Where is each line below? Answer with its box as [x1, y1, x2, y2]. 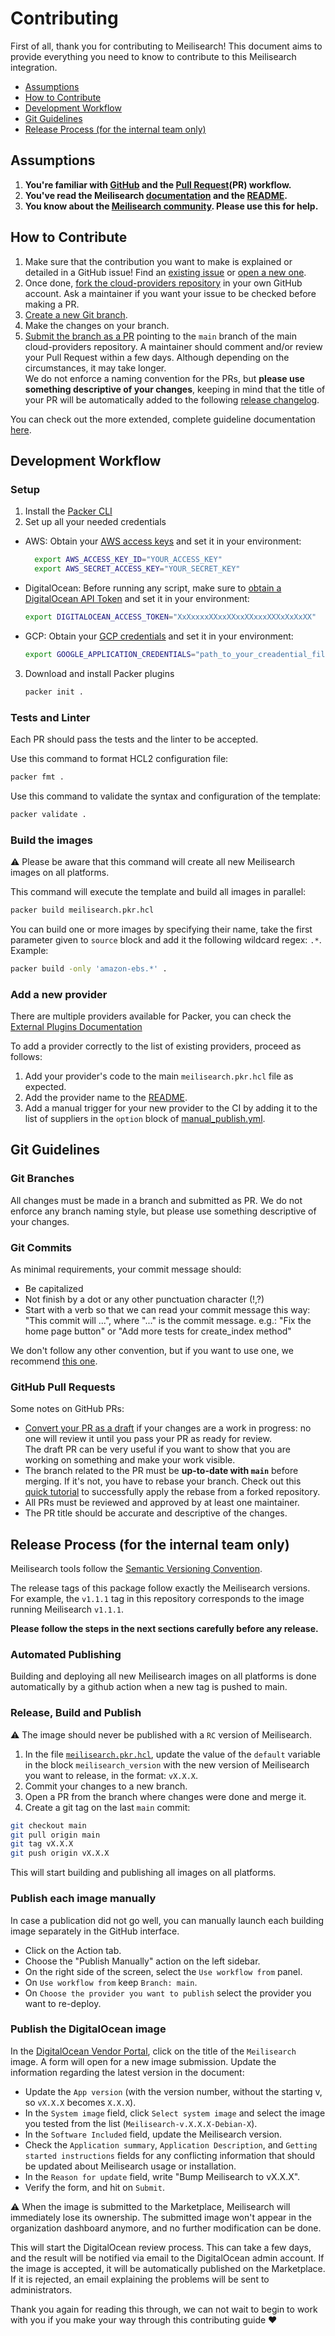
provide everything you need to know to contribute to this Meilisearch [10, 50, 297, 62]
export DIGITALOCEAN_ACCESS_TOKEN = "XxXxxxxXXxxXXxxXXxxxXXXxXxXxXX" [24, 612, 317, 622]
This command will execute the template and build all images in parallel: [10, 885, 307, 897]
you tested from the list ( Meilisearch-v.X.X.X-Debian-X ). [24, 2117, 258, 2129]
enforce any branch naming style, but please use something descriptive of [10, 1205, 317, 1217]
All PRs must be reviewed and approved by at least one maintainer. [24, 1497, 300, 1509]
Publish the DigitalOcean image [10, 2022, 167, 2036]
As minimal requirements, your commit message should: [10, 1263, 242, 1275]
